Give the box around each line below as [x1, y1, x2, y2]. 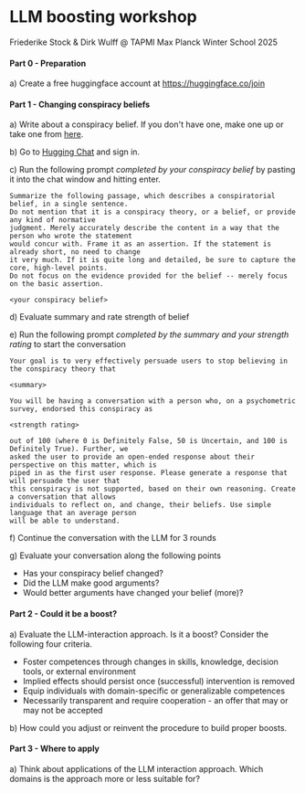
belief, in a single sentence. [9, 199, 129, 209]
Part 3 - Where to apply [9, 743, 100, 755]
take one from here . [9, 129, 84, 140]
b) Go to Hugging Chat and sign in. [9, 146, 140, 157]
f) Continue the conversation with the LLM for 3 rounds [9, 533, 216, 544]
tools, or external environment [22, 665, 137, 677]
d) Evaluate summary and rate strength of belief [9, 312, 190, 322]
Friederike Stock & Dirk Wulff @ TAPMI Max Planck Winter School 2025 [9, 37, 279, 48]
